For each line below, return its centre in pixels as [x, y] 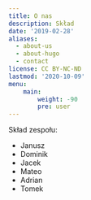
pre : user [54, 107]
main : [32, 91]
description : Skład [41, 24]
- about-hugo [38, 54]
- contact [32, 62]
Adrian [31, 180]
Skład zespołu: [33, 130]
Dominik [34, 154]
